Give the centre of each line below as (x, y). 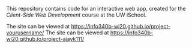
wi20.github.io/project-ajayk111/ (45, 39)
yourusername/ (25, 33)
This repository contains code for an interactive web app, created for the (96, 9)
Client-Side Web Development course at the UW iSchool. (76, 15)
